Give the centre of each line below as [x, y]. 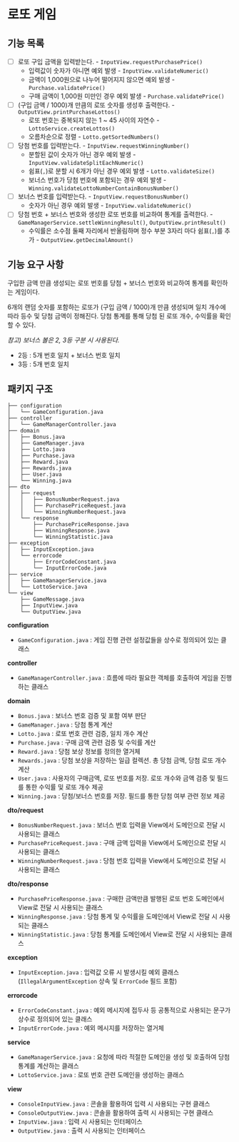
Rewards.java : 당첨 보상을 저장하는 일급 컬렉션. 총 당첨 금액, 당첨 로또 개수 [122, 760]
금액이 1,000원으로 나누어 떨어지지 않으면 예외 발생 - [102, 80]
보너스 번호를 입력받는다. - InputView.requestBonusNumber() [103, 196]
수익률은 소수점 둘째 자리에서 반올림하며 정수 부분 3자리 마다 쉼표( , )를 [126, 231]
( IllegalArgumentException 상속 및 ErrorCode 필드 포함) [97, 981]
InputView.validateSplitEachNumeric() [86, 163]
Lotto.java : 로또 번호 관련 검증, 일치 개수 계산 [83, 733]
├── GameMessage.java [52, 599]
